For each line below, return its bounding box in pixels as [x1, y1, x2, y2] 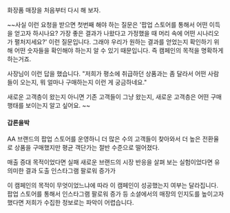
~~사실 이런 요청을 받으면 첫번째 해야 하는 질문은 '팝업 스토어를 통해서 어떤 [7, 21, 208, 29]
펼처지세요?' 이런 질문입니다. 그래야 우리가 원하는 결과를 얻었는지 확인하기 [14, 38, 212, 46]
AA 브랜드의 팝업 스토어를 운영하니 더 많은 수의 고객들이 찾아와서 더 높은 [7, 135, 201, 143]
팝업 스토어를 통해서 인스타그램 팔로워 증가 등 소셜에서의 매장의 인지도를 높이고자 [7, 190, 224, 198]
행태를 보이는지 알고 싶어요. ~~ [7, 102, 91, 109]
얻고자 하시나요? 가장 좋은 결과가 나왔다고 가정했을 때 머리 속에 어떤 [14, 30, 196, 37]
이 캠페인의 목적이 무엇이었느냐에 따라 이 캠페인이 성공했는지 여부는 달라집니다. [7, 181, 219, 190]
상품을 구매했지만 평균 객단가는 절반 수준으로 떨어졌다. [14, 144, 160, 152]
